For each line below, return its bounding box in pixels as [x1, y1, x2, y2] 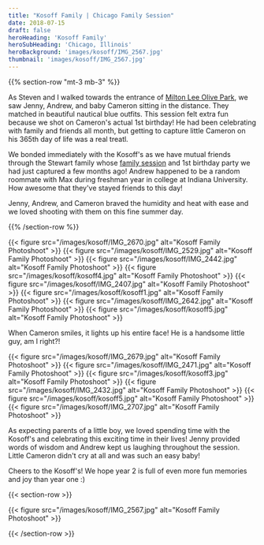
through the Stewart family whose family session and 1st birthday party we [8, 158, 251, 167]
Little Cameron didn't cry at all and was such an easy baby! [8, 450, 201, 460]
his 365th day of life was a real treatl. [8, 134, 128, 144]
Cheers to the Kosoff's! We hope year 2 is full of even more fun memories [8, 466, 247, 476]
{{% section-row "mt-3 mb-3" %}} [8, 77, 121, 87]
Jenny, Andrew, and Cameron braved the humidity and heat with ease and [8, 198, 249, 207]
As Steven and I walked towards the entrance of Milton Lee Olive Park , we [8, 92, 248, 102]
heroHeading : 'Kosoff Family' [8, 33, 108, 42]
